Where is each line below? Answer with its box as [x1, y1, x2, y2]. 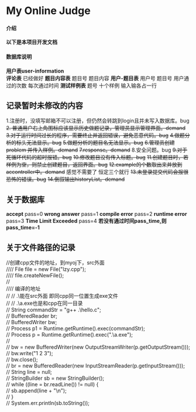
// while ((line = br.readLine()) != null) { [6, 381, 99, 388]
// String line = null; [6, 369, 53, 376]
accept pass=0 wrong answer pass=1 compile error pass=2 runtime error [6, 211, 187, 218]
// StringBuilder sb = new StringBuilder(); [6, 375, 104, 382]
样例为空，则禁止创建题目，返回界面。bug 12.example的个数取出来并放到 [6, 161, 183, 168]
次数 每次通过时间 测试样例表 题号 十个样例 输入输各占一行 [16, 82, 157, 89]
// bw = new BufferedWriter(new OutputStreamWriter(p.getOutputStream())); [6, 344, 190, 351]
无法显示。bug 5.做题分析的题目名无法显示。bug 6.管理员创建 [26, 139, 175, 146]
